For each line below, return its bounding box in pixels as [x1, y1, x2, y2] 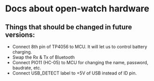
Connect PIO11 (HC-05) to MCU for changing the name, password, [12, 60, 149, 65]
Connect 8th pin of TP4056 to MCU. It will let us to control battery [12, 44, 148, 50]
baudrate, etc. [12, 65, 41, 71]
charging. [12, 49, 32, 55]
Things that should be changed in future [5, 23, 133, 31]
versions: [5, 30, 35, 39]
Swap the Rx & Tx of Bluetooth [12, 54, 75, 60]
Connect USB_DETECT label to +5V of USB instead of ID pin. [12, 70, 137, 76]
